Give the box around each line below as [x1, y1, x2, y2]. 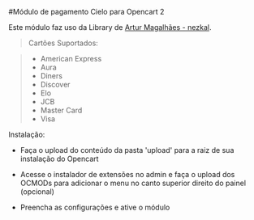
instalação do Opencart [19, 154, 99, 163]
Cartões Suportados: [28, 38, 99, 48]
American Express [40, 54, 102, 63]
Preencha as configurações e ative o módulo [19, 202, 170, 212]
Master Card [40, 105, 83, 115]
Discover [40, 80, 71, 89]
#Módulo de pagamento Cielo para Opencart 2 [8, 7, 165, 16]
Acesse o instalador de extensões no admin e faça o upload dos [19, 170, 235, 179]
